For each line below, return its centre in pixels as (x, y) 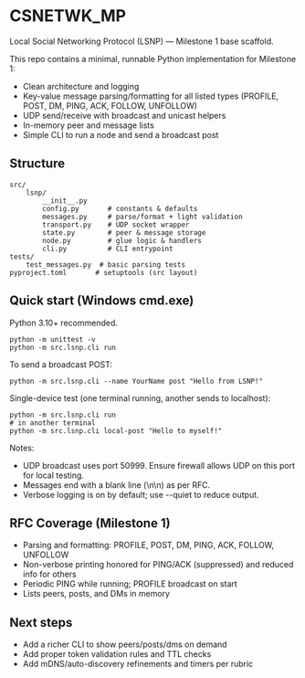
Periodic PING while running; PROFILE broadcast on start (130, 584)
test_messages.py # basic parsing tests (105, 265)
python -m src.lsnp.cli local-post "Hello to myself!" (116, 430)
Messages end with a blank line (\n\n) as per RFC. (116, 484)
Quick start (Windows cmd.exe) (102, 301)
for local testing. (53, 475)
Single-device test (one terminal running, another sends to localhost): (140, 397)
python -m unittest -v (53, 339)
